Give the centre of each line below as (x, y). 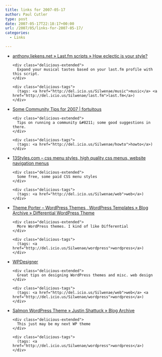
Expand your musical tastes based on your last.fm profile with (85, 69)
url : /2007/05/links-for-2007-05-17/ (44, 28)
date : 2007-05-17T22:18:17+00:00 (40, 24)
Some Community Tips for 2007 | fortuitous (57, 109)
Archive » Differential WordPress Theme (53, 213)
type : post (16, 19)
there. (19, 127)
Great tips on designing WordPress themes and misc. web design (85, 275)
